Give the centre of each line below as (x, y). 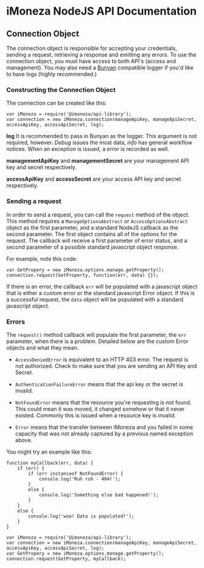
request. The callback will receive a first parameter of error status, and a (97, 240)
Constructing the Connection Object (61, 89)
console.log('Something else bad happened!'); (99, 495)
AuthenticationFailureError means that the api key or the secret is (99, 384)
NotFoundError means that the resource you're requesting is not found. (103, 402)
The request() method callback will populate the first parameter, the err (97, 334)
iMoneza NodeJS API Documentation (102, 11)
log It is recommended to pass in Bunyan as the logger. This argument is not (102, 136)
